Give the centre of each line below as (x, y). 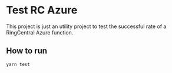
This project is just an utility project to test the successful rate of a (86, 26)
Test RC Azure (42, 10)
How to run (27, 51)
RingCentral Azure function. (40, 32)
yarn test (18, 64)
